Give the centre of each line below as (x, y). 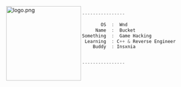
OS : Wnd (114, 24)
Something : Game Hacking (117, 36)
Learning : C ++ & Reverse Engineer (130, 41)
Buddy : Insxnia (114, 47)
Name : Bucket (116, 30)
